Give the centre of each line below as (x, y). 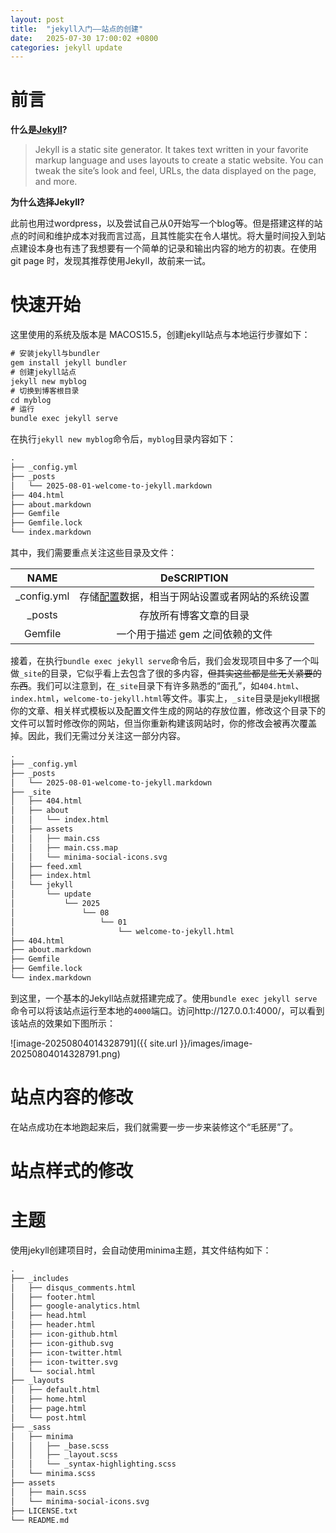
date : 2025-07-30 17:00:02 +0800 (84, 38)
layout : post (37, 19)
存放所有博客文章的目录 (194, 615)
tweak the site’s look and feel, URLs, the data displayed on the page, (175, 171)
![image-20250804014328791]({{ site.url (94, 1043)
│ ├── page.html (48, 1409)
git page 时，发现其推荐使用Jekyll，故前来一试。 (111, 261)
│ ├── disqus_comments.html (73, 1287)
